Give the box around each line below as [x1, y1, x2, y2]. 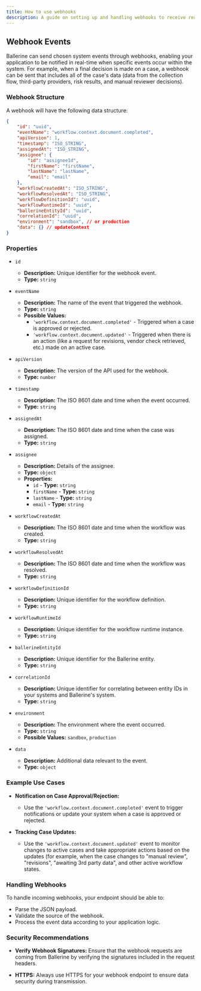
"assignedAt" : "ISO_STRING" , [17, 146, 90, 152]
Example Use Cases [6, 778, 65, 787]
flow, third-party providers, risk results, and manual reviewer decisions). [6, 78, 184, 85]
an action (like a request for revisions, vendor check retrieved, [32, 338, 186, 345]
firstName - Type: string [32, 488, 95, 495]
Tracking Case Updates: [14, 828, 77, 835]
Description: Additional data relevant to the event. [23, 757, 148, 765]
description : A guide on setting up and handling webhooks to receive [6, 14, 186, 20]
